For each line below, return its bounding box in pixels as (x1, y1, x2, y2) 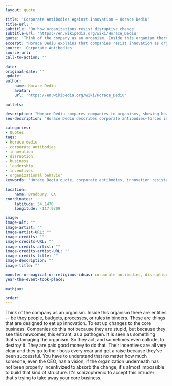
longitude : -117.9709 (14, 206, 60, 211)
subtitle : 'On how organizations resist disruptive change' (5, 26, 137, 31)
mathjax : (5, 286, 24, 291)
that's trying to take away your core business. (5, 375, 102, 381)
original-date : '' (5, 69, 45, 74)
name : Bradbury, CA (14, 192, 56, 197)
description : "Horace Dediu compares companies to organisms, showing (5, 111, 159, 116)
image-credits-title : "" (5, 253, 58, 259)
